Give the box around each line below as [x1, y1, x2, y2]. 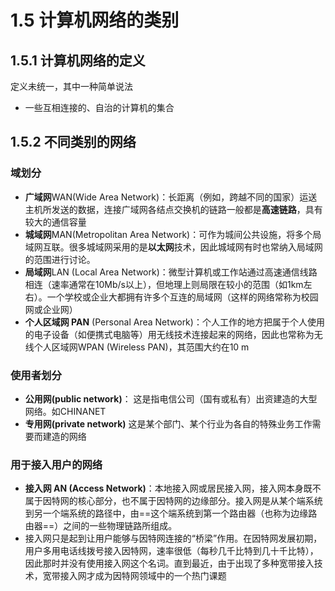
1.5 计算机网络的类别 [10, 9, 180, 32]
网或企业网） [24, 303, 78, 315]
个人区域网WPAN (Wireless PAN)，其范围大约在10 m [33, 341, 250, 353]
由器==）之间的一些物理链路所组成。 [24, 520, 178, 532]
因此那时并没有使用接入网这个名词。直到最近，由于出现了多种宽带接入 [24, 557, 315, 570]
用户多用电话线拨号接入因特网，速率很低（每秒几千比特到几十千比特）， [24, 545, 319, 557]
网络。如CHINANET [24, 405, 107, 417]
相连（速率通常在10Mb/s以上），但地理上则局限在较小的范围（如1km [24, 278, 304, 290]
